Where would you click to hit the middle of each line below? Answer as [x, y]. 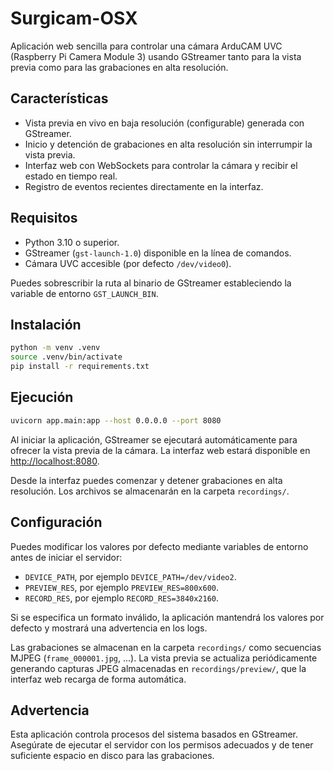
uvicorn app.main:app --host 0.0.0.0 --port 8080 [116, 420]
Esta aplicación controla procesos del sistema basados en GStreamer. [154, 734]
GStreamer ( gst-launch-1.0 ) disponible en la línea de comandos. [158, 253]
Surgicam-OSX [74, 18]
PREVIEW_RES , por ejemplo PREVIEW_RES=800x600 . [122, 587]
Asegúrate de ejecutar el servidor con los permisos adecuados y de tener [162, 745]
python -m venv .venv [55, 348]
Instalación [46, 324]
